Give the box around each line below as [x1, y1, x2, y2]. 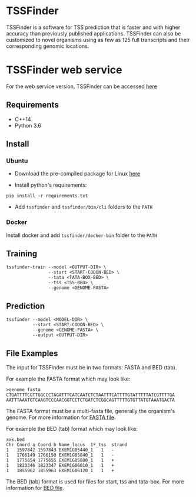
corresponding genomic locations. [6, 43, 89, 50]
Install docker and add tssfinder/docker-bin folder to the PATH [6, 232, 157, 239]
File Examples [6, 348, 58, 358]
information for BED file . [6, 485, 65, 492]
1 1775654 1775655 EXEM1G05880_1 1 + [6, 457, 115, 463]
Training [6, 249, 38, 259]
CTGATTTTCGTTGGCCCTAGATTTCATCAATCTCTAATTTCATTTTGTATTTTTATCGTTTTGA [6, 392, 175, 398]
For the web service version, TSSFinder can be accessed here [6, 83, 157, 90]
